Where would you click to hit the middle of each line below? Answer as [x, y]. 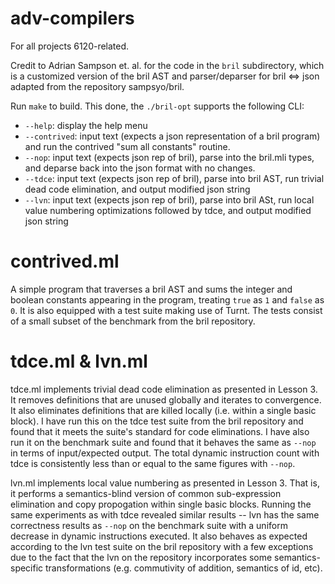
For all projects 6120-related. [70, 46]
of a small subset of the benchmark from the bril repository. [133, 321]
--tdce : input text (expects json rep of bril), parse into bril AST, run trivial [174, 178]
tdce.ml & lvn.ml [79, 361]
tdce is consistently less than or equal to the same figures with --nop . [153, 463]
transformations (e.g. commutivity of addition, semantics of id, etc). [184, 568]
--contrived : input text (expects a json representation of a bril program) [172, 136]
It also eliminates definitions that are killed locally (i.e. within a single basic [163, 410]
